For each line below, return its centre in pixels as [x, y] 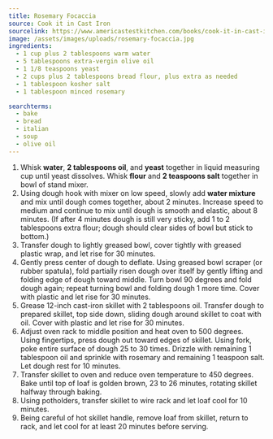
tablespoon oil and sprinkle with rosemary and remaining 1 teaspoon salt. [142, 357]
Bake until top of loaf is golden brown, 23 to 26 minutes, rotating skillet [139, 383]
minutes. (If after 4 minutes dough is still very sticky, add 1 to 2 [125, 219]
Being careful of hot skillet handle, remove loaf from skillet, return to [134, 417]
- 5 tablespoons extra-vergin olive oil [85, 62]
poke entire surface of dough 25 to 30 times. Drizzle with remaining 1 [136, 348]
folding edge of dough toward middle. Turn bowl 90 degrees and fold [136, 279]
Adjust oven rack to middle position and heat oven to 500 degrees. [132, 331]
